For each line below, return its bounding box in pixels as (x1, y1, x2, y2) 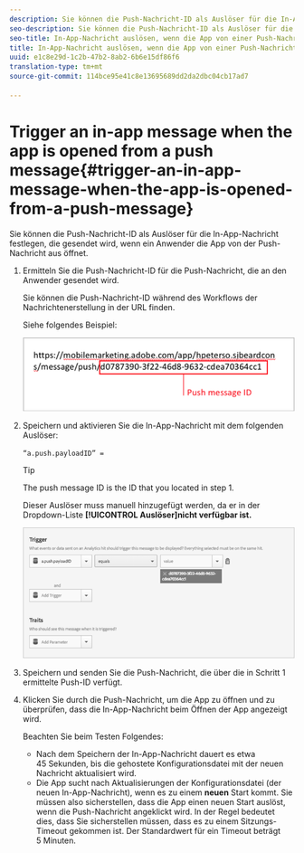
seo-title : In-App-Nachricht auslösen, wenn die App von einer (9, 33, 253, 43)
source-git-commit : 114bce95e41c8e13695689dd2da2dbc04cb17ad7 (9, 72, 249, 81)
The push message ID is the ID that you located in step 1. (22, 482, 234, 493)
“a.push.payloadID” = (22, 449, 104, 458)
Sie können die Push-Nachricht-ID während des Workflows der (22, 292, 258, 303)
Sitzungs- (240, 815, 278, 827)
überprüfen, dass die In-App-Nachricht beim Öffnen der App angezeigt (22, 704, 288, 715)
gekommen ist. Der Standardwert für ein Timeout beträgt (69, 825, 281, 836)
